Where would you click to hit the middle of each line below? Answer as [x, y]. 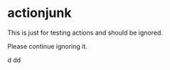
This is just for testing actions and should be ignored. [85, 33]
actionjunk [39, 13]
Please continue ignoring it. [47, 46]
